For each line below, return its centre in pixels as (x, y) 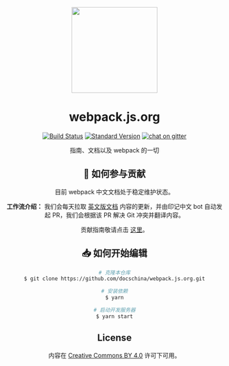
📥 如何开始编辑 (114, 253)
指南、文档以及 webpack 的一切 (114, 150)
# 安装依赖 (114, 291)
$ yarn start (114, 316)
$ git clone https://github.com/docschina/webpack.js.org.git (114, 279)
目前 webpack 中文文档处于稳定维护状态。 (114, 192)
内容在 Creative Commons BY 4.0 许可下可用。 (114, 355)
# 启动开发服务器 (114, 310)
